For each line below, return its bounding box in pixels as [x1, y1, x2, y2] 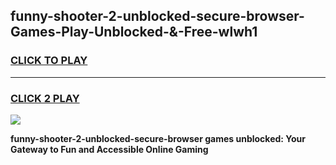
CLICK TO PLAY [10, 54, 88, 68]
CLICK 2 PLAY [10, 91, 80, 105]
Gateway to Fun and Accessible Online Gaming [10, 143, 209, 155]
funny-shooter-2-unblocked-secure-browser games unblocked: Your [10, 132, 307, 144]
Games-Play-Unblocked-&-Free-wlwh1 [10, 24, 258, 41]
